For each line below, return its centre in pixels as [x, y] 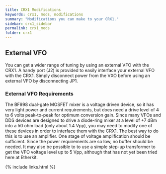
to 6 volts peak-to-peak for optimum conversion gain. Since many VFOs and [83, 115]
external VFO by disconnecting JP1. [41, 81]
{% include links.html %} [30, 167]
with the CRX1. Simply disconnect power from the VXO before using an [78, 76]
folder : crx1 [19, 33]
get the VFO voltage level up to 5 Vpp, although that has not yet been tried [81, 152]
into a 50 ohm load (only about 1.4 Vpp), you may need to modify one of [79, 126]
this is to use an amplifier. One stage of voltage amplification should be [78, 136]
